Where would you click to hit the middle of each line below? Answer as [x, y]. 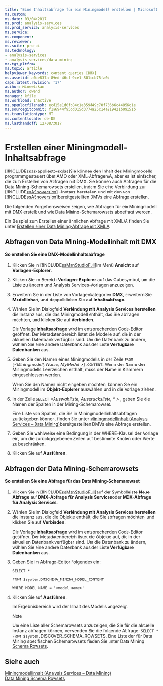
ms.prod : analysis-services [34, 23]
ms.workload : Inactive [28, 101]
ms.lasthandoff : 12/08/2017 [34, 123]
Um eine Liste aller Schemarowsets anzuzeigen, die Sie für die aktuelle [83, 625]
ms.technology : [20, 50]
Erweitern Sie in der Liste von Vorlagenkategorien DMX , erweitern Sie [82, 295]
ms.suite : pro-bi [23, 46]
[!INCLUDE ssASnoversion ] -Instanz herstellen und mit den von [68, 192]
